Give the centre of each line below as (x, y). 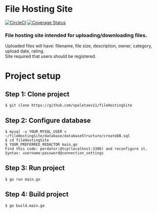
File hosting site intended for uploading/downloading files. (76, 35)
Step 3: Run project (35, 168)
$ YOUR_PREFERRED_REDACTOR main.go (41, 145)
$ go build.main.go (25, 206)
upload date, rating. (25, 51)
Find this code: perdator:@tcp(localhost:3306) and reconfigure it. (76, 149)
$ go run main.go (23, 179)
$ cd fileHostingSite (27, 141)
